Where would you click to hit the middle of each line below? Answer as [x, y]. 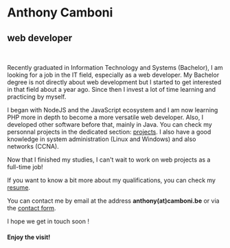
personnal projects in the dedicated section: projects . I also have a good [109, 132]
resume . [19, 187]
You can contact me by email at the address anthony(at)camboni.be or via [113, 201]
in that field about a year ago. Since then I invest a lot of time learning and [112, 89]
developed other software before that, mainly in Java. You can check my [110, 124]
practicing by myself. [37, 97]
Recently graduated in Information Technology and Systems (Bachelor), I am [115, 67]
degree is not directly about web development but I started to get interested [114, 82]
